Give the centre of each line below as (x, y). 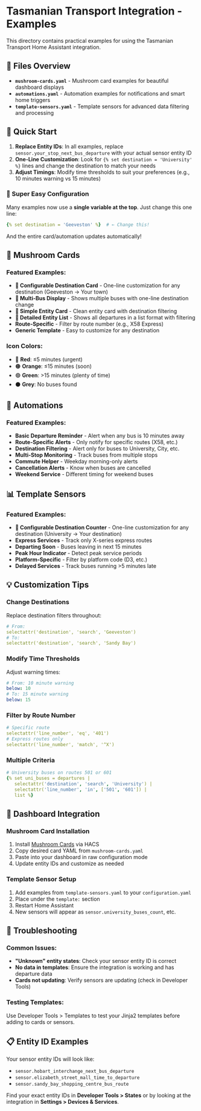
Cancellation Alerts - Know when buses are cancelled (83, 468)
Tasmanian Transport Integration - (94, 11)
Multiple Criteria (31, 760)
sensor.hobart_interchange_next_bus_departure (75, 1071)
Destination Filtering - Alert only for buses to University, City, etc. (97, 449)
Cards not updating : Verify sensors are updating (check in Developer (101, 981)
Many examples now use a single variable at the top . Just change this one (99, 207)
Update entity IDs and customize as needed (69, 864)
